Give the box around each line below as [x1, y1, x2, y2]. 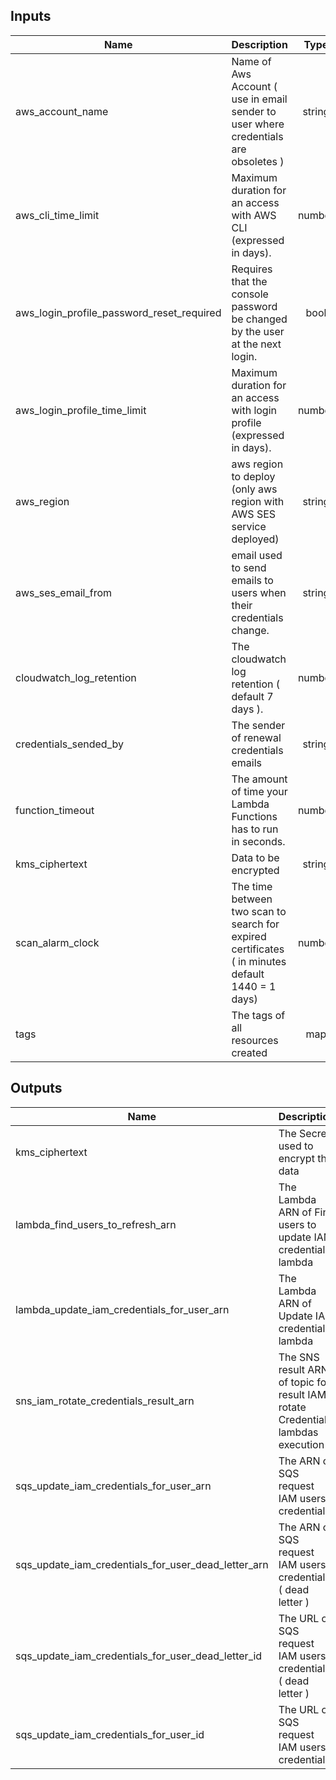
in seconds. [231, 834, 286, 848]
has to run [231, 822, 279, 836]
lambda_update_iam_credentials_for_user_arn [15, 1302, 230, 1316]
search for [231, 917, 280, 931]
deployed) [231, 532, 280, 546]
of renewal [231, 730, 282, 744]
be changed [231, 312, 288, 326]
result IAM [278, 1387, 327, 1401]
